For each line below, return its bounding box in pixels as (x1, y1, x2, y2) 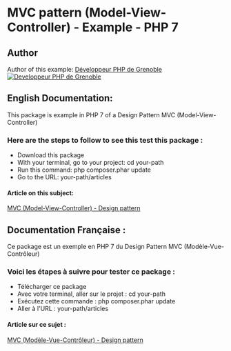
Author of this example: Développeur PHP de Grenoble (7, 66, 162, 73)
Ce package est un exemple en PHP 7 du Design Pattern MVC (7, 243, 183, 251)
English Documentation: (7, 92, 113, 104)
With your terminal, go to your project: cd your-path (17, 159, 164, 167)
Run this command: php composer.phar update (17, 166, 152, 174)
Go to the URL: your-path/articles (17, 173, 112, 181)
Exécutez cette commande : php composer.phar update (17, 297, 176, 305)
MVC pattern (7, 5, 83, 21)
